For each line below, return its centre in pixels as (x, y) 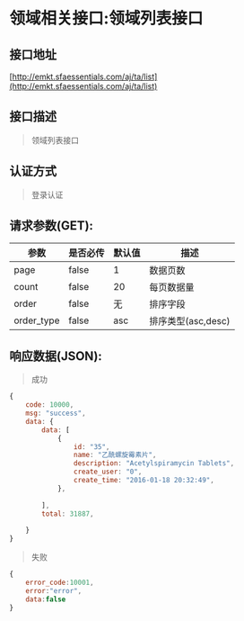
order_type (37, 320)
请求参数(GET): (52, 226)
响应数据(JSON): (56, 356)
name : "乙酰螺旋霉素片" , (115, 455)
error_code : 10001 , (60, 582)
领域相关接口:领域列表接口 (106, 18)
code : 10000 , (50, 405)
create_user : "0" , (108, 472)
